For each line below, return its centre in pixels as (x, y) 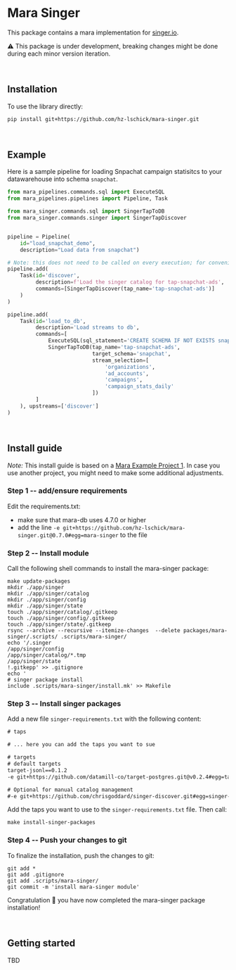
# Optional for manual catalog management (70, 790)
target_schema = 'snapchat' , (132, 353)
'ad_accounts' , (127, 373)
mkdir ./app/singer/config (47, 600)
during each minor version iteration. (59, 53)
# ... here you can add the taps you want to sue (81, 745)
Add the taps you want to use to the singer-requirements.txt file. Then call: (117, 810)
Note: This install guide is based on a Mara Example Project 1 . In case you (114, 465)
